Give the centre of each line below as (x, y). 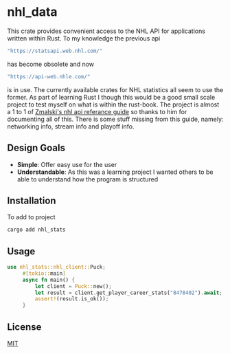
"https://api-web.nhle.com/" (49, 76)
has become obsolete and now (51, 64)
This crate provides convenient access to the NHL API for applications (106, 31)
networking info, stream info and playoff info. (71, 126)
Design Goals (36, 148)
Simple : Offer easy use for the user (67, 164)
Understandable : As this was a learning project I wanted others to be (115, 172)
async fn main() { (49, 280)
